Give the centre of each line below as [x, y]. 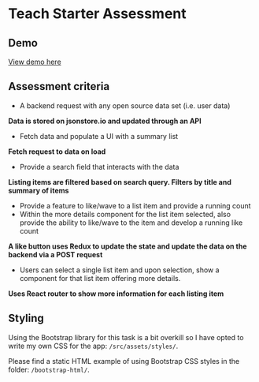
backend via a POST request [55, 254]
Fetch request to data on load [57, 152]
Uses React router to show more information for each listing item [116, 294]
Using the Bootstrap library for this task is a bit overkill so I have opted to [126, 337]
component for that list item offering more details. [100, 278]
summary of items [39, 190]
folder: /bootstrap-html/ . [49, 369]
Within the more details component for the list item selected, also [125, 214]
